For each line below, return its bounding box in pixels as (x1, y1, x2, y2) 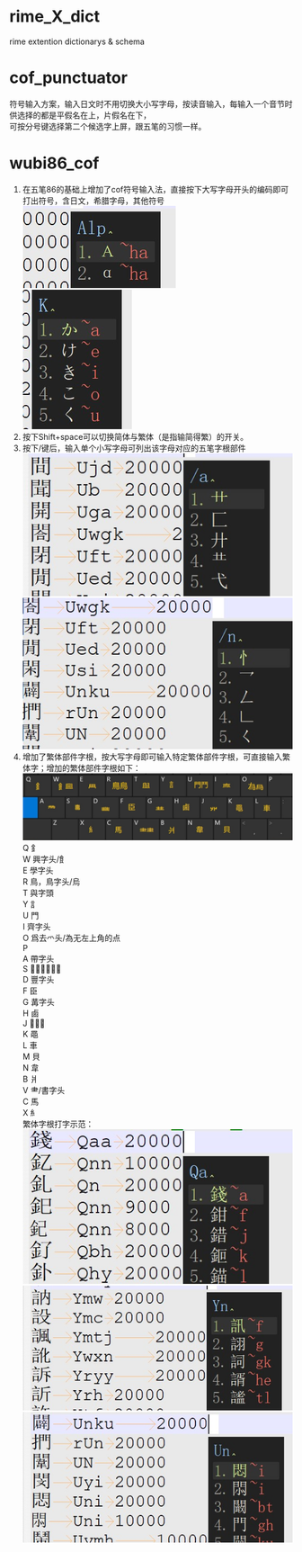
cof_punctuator (9, 67, 129, 88)
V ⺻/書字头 (22, 1084, 66, 1095)
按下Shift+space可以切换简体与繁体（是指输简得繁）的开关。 (22, 431, 249, 442)
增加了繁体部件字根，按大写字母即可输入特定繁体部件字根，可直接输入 (22, 751, 283, 762)
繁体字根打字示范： (22, 1118, 94, 1129)
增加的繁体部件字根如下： (46, 763, 141, 774)
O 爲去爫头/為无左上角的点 (22, 932, 121, 943)
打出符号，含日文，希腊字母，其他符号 (22, 195, 164, 206)
